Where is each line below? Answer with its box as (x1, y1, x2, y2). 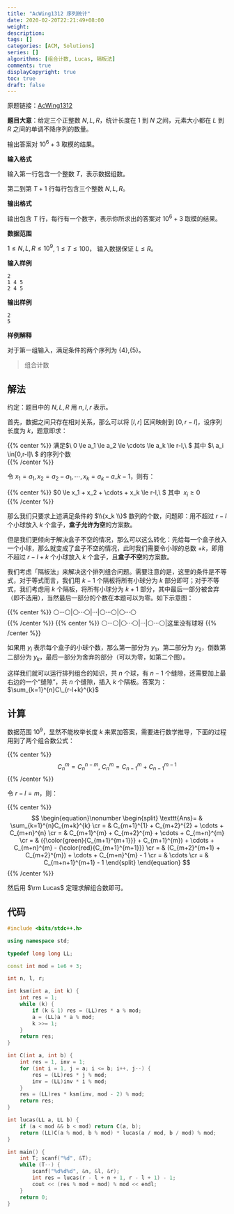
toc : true (7, 75, 36, 82)
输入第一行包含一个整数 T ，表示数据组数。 (7, 169, 129, 178)
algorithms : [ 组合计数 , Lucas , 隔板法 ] (7, 56, 116, 63)
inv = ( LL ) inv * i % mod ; (32, 1077, 108, 1085)
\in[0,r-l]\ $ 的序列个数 (7, 450, 71, 458)
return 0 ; (19, 1194, 49, 1201)
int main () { (7, 1149, 45, 1155)
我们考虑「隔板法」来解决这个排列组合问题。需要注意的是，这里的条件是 (7, 567, 214, 575)
